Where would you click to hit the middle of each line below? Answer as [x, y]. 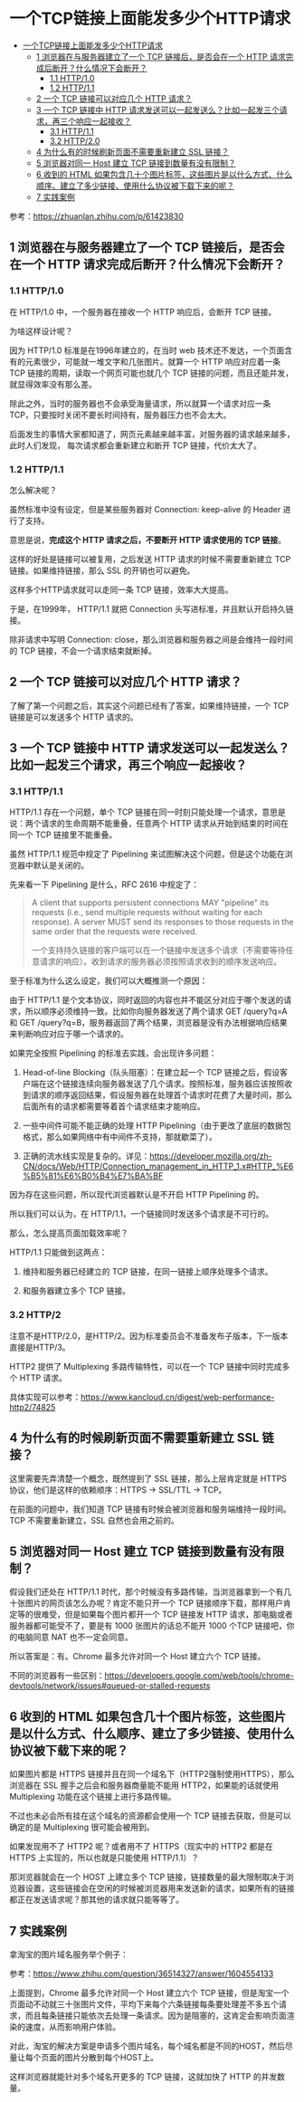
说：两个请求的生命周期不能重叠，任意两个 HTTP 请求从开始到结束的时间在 [149, 824]
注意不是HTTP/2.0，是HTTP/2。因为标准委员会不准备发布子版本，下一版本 [149, 1335]
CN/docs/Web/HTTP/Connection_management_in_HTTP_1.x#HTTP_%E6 [158, 1166]
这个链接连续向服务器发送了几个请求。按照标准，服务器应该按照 [166, 1084]
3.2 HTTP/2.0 [75, 140]
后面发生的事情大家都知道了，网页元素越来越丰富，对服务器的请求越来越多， [152, 434]
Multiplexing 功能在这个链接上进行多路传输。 [93, 1797]
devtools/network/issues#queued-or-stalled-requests [110, 1686]
